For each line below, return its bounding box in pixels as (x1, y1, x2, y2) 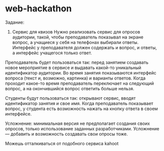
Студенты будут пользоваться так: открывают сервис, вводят (5, 95, 136, 101)
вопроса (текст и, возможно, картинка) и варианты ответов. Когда (5, 75, 146, 81)
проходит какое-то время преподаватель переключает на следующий (5, 80, 154, 86)
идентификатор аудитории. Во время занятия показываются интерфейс (5, 70, 157, 75)
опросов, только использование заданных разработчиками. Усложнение (5, 125, 160, 131)
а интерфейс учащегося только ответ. (12, 50, 92, 56)
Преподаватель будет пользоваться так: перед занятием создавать (5, 59, 149, 65)
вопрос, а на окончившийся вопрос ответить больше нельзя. (5, 85, 134, 91)
